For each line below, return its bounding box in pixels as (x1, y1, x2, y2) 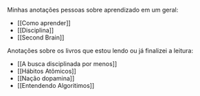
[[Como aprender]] (16, 19, 71, 27)
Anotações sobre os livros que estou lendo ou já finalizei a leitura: (7, 47, 194, 54)
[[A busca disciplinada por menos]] (16, 60, 118, 67)
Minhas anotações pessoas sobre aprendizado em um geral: (7, 6, 179, 14)
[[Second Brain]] (16, 33, 65, 42)
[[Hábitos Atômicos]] (16, 67, 77, 75)
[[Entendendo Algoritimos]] (16, 82, 95, 89)
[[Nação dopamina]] (16, 74, 75, 82)
